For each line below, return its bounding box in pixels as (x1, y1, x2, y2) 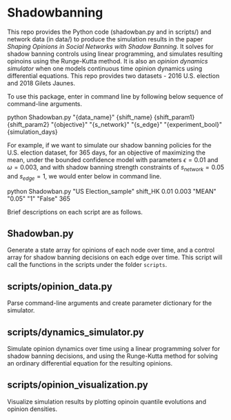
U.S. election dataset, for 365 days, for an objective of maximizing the (7, 148, 205, 157)
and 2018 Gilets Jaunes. (7, 79, 76, 87)
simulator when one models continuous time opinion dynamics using (7, 64, 203, 72)
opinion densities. (7, 405, 57, 413)
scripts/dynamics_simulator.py (7, 326, 145, 338)
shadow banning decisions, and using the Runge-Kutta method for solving (7, 352, 219, 360)
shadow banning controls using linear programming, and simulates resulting (7, 50, 223, 58)
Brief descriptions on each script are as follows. (7, 208, 143, 216)
